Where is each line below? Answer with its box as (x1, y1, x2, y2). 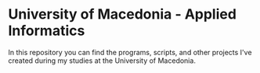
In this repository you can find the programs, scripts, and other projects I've (8, 47, 252, 57)
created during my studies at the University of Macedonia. (8, 56, 196, 65)
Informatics (8, 22, 85, 40)
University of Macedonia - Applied (8, 5, 237, 23)
